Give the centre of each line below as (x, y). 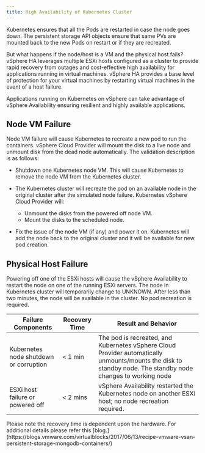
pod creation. (32, 245)
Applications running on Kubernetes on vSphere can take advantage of (95, 98)
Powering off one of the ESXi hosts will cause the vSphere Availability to (97, 279)
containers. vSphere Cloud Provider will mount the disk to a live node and (99, 145)
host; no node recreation (134, 401)
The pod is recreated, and (135, 338)
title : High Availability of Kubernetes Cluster (69, 12)
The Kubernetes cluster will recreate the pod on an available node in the (106, 189)
